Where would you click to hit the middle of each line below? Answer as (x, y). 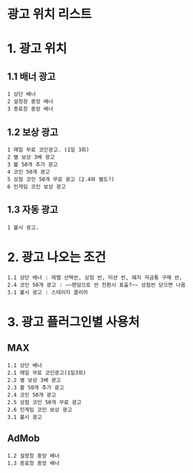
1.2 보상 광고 (33, 132)
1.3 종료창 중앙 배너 (33, 463)
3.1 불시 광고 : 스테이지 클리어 (48, 292)
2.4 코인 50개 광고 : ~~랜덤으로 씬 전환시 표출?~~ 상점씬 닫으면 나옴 (96, 285)
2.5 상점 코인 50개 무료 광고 (45, 402)
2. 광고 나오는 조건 (57, 257)
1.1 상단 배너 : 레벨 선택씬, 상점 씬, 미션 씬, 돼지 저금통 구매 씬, (95, 278)
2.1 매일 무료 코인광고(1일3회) (47, 373)
